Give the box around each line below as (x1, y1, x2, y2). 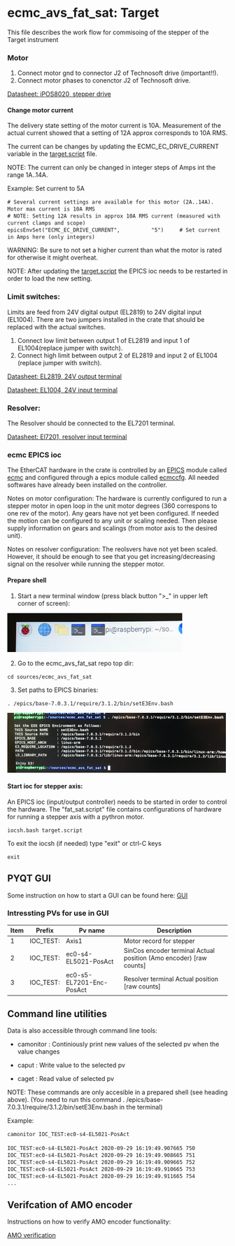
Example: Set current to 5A (7, 184, 85, 193)
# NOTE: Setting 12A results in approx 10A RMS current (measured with (7, 213, 220, 220)
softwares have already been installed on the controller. (7, 481, 168, 489)
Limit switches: (7, 292, 61, 302)
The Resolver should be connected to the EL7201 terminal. (7, 419, 176, 427)
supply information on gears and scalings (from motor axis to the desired (7, 524, 218, 532)
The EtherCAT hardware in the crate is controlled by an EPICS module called (7, 466, 227, 474)
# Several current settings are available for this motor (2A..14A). (7, 199, 215, 206)
